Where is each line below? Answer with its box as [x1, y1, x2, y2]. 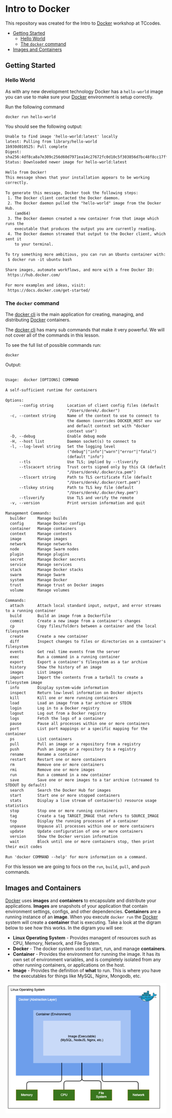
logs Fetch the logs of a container [10, 716, 104, 721]
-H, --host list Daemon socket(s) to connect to [10, 439, 137, 444]
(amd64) [14, 211, 31, 216]
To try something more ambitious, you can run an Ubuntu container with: [5, 252, 166, 257]
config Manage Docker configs [10, 521, 86, 526]
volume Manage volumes [10, 587, 70, 593]
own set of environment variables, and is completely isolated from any [12, 956, 161, 963]
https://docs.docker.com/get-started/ [7, 288, 91, 293]
